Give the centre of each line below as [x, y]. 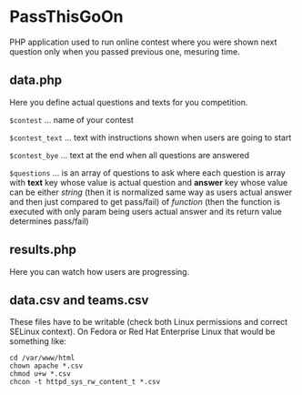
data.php [35, 81]
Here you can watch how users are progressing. [100, 271]
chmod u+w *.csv [40, 374]
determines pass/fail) [49, 221]
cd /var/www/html [42, 358]
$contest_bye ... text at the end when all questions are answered [130, 155]
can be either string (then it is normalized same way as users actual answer [151, 192]
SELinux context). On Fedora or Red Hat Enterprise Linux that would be [142, 332]
